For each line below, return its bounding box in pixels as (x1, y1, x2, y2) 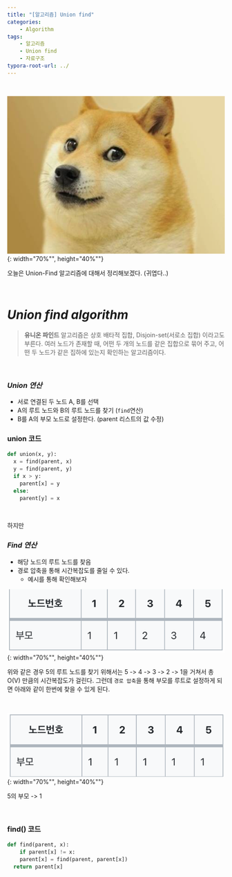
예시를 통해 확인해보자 (27, 575, 88, 583)
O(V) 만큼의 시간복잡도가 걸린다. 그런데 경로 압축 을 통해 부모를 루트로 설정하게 (7, 676, 215, 684)
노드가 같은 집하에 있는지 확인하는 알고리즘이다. (39, 348, 166, 356)
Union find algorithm (7, 307, 129, 322)
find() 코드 (7, 824, 41, 834)
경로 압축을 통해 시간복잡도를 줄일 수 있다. (17, 566, 130, 574)
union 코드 (7, 434, 41, 443)
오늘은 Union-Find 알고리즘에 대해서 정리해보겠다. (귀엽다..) (7, 269, 169, 277)
